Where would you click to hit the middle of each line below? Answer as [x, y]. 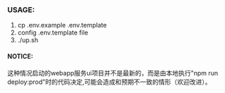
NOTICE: [20, 56]
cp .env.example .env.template [62, 25]
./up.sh [28, 40]
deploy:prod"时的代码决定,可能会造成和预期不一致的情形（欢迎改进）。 [109, 82]
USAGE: [21, 10]
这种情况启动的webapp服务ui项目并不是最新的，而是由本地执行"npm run [113, 73]
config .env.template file [53, 32]
